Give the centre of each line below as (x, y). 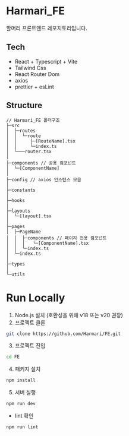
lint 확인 (24, 416)
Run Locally (36, 298)
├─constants (21, 190)
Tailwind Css (30, 68)
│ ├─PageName (24, 232)
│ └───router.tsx (29, 151)
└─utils (16, 274)
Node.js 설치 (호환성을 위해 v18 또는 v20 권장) (69, 315)
